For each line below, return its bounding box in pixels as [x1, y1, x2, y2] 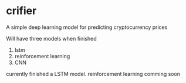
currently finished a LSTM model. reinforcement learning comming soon [6, 70, 181, 77]
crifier [6, 4, 37, 18]
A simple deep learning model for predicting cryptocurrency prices [6, 24, 168, 31]
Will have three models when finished [6, 35, 97, 42]
